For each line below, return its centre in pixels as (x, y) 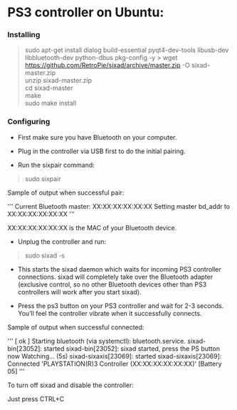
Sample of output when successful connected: (76, 327)
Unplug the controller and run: (62, 241)
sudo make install (51, 103)
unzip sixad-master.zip (58, 81)
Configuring (29, 122)
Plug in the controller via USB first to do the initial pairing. (102, 151)
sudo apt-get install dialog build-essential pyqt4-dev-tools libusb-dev (127, 50)
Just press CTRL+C (36, 399)
